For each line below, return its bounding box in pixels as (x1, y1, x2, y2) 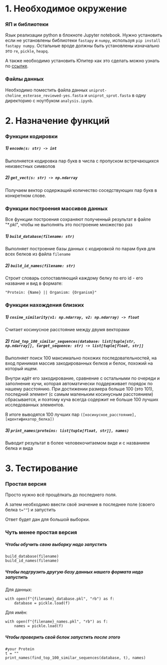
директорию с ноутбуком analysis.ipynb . (5, 97, 94, 103)
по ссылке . (5, 63, 29, 69)
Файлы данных (5, 75, 44, 82)
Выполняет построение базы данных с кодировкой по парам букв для (5, 246, 156, 252)
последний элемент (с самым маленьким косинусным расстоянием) (5, 391, 154, 397)
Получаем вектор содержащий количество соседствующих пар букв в (5, 187, 157, 193)
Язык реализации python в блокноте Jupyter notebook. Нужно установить (5, 32, 163, 38)
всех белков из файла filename (5, 251, 71, 257)
